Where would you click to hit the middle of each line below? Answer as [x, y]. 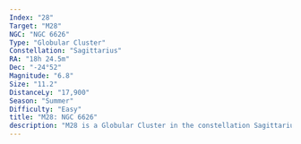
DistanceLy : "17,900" [50, 92]
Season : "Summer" [42, 101]
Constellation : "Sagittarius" [66, 51]
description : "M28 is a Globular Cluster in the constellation [130, 126]
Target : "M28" [36, 26]
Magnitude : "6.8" [42, 76]
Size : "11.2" [34, 84]
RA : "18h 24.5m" [39, 59]
